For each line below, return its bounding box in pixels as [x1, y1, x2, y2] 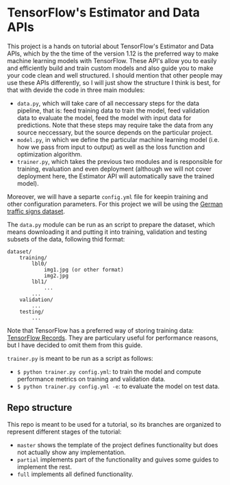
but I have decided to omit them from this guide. [7, 341, 143, 349]
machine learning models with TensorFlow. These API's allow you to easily [7, 56, 217, 64]
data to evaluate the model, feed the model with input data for [16, 113, 192, 121]
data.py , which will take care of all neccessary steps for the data [16, 99, 200, 107]
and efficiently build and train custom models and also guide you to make [7, 64, 214, 72]
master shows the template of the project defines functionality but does [16, 440, 218, 449]
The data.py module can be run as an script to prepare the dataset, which [7, 220, 216, 228]
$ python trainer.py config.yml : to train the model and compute [16, 367, 202, 375]
